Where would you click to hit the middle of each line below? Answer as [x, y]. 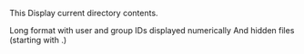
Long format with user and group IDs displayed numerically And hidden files [152, 30]
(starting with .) [38, 40]
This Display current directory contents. [84, 13]
